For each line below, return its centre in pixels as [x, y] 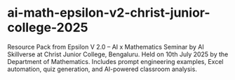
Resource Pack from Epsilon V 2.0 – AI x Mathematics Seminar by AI [106, 47]
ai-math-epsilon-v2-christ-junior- [109, 13]
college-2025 [48, 27]
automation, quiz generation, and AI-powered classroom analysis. [102, 69]
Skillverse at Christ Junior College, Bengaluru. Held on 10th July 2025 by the [118, 54]
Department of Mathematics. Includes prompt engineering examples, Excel [115, 61]
